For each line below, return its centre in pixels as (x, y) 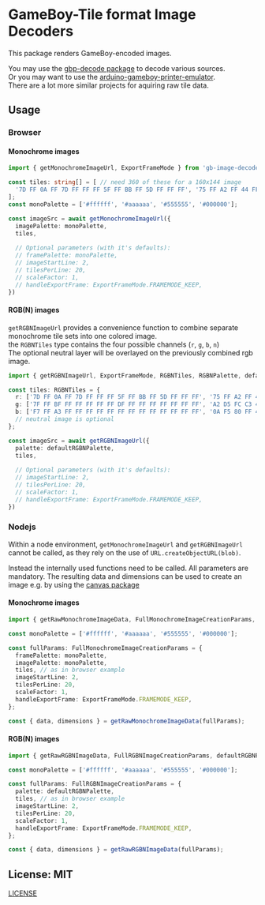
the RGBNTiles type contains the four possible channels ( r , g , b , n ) (114, 344)
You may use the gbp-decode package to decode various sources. (117, 68)
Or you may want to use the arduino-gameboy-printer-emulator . (112, 77)
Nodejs (22, 527)
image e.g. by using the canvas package (74, 584)
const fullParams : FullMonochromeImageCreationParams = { (105, 648)
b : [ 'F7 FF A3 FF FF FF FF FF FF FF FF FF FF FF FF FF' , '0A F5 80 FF (134, 412)
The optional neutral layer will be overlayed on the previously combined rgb (131, 352)
